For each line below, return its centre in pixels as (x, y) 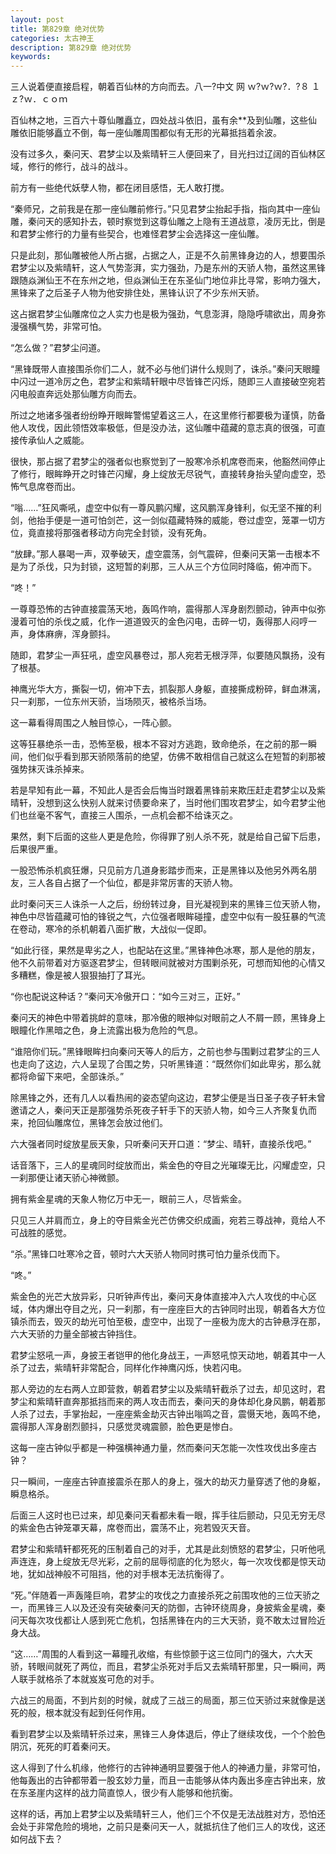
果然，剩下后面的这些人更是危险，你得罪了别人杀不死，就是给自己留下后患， (168, 837)
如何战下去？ (36, 1839)
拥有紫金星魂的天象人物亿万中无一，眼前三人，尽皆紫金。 (128, 1199)
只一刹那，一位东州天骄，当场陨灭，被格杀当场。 (111, 702)
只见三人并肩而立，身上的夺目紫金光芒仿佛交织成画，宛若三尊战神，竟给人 (163, 1220)
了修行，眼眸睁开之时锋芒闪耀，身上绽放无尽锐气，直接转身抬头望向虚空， (163, 474)
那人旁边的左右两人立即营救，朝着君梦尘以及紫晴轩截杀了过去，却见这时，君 (168, 1389)
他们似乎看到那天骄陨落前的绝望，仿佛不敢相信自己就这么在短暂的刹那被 (176, 757)
